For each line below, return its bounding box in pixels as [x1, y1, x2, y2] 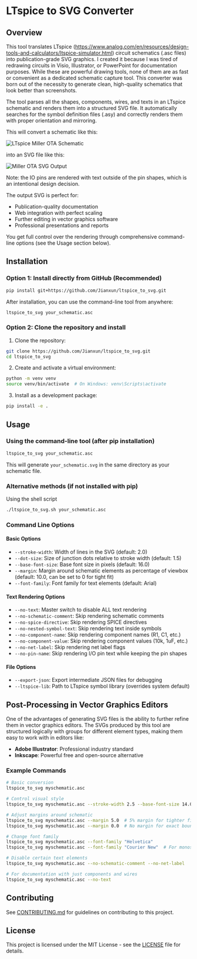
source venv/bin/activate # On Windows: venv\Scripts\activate [6, 381, 167, 387]
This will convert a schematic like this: [6, 128, 98, 135]
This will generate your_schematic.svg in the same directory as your [6, 461, 170, 468]
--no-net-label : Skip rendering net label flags [14, 644, 126, 651]
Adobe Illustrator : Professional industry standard [14, 745, 134, 752]
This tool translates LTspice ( [6, 43, 76, 50]
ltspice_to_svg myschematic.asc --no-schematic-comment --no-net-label [6, 861, 185, 867]
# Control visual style [6, 796, 64, 802]
